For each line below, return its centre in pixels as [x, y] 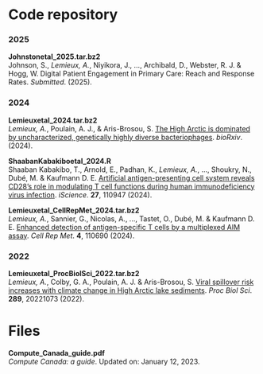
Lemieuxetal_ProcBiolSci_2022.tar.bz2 [74, 274]
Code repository [63, 15]
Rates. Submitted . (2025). [50, 82]
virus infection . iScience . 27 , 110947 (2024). [80, 195]
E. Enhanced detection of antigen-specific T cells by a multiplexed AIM [124, 227]
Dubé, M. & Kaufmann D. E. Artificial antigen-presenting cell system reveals [131, 177]
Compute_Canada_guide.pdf [57, 353]
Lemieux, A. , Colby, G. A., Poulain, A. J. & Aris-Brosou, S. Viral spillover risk [131, 282]
